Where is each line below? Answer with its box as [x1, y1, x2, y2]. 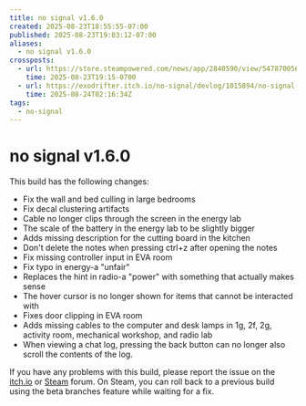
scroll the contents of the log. [22, 349, 134, 360]
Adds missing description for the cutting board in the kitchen [22, 233, 250, 244]
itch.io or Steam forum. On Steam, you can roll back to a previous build [9, 376, 275, 388]
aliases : [9, 38, 43, 48]
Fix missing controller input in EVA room [22, 252, 173, 263]
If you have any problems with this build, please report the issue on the [9, 367, 276, 378]
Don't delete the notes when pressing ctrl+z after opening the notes [22, 243, 278, 254]
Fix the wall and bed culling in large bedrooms [22, 193, 196, 205]
